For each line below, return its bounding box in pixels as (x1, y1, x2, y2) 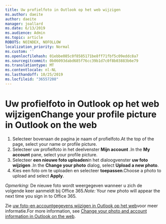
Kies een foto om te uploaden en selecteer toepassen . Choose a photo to (12, 167, 162, 173)
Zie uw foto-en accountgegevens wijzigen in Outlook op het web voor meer (5, 203, 158, 209)
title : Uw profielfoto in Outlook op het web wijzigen (5, 7, 121, 12)
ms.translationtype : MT (5, 63, 55, 68)
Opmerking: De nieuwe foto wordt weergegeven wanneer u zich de (5, 182, 142, 188)
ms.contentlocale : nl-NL (5, 68, 56, 73)
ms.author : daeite (5, 12, 43, 17)
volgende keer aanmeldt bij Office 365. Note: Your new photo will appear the (5, 188, 160, 194)
